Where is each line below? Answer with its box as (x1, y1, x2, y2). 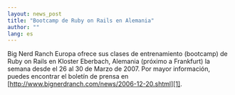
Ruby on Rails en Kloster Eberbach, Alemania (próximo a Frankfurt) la (7, 57, 210, 66)
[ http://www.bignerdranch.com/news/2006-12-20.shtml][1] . (7, 79, 183, 89)
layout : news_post (7, 10, 62, 18)
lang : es (7, 30, 33, 38)
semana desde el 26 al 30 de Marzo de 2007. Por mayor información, (7, 65, 210, 73)
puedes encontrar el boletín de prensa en (7, 72, 129, 81)
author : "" (7, 23, 40, 30)
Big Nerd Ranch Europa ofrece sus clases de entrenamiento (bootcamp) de (7, 50, 228, 58)
